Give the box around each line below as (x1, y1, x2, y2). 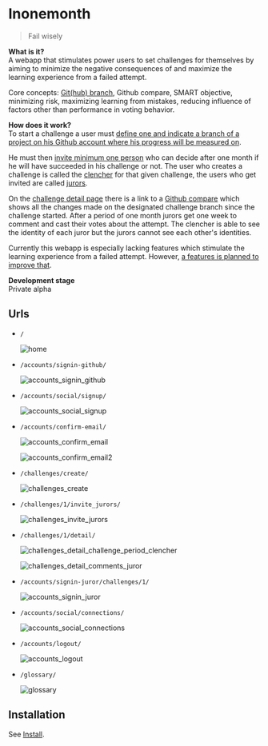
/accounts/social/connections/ (19, 608, 125, 616)
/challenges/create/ (19, 469, 89, 477)
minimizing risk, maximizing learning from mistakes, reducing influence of (8, 96, 252, 106)
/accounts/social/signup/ (19, 392, 106, 400)
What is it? (8, 46, 45, 56)
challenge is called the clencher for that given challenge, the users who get (8, 170, 257, 179)
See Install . (8, 729, 46, 739)
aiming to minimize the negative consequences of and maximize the (8, 63, 233, 73)
